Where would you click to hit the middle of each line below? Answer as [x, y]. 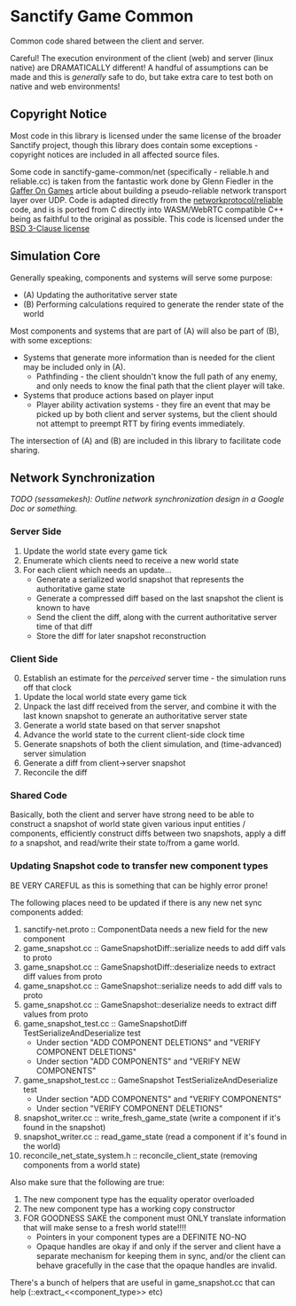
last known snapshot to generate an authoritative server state [135, 715]
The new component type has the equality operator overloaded [139, 1199]
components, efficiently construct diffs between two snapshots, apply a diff [148, 834]
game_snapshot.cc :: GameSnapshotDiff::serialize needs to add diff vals [154, 948]
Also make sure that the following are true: [87, 1182]
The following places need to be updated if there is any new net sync [136, 902]
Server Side [36, 531]
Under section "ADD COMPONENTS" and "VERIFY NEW [138, 1061]
